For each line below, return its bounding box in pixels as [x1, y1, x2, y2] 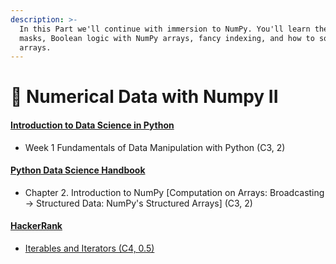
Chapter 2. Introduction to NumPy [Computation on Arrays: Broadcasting [24, 186, 325, 198]
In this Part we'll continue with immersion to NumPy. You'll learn [19, 24, 311, 34]
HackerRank [10, 220, 63, 232]
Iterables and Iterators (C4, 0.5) [24, 242, 155, 255]
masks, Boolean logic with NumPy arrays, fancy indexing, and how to [19, 33, 315, 43]
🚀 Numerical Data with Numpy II [10, 86, 279, 108]
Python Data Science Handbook [10, 164, 146, 176]
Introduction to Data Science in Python [10, 119, 175, 131]
